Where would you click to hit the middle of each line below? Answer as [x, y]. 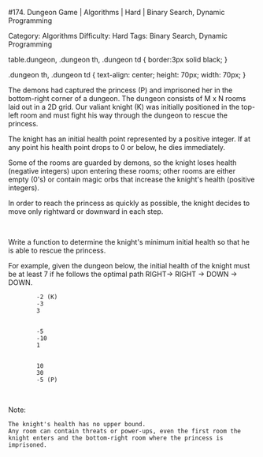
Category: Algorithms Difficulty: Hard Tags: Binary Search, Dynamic [118, 36]
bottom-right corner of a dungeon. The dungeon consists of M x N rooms [127, 98]
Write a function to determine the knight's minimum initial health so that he [129, 242]
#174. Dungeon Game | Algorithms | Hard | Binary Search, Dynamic [117, 12]
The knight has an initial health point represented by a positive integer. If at [129, 139]
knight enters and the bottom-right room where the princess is [116, 438]
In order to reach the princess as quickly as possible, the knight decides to [129, 203]
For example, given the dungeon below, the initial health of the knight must [129, 266]
